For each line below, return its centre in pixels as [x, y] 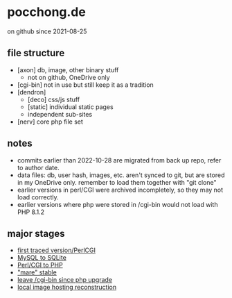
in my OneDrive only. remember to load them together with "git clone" [117, 182]
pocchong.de [47, 12]
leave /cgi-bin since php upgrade [65, 280]
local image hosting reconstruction [66, 287]
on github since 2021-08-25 [47, 31]
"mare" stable [37, 272]
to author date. [38, 167]
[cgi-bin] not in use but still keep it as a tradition [85, 85]
